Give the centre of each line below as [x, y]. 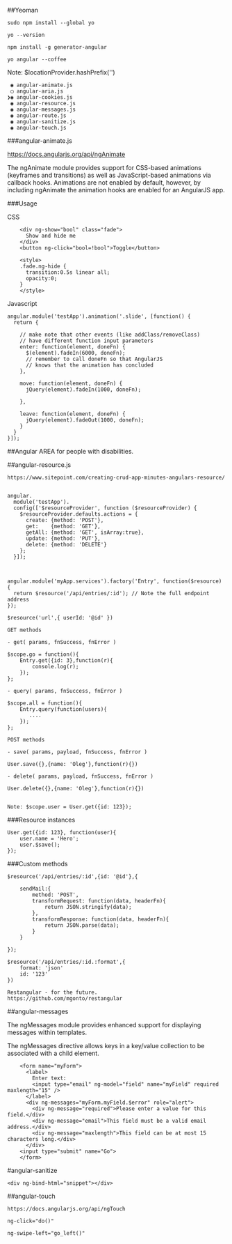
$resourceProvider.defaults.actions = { [79, 514]
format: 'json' [42, 968]
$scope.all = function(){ [44, 703]
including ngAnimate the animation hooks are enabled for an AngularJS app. [116, 190]
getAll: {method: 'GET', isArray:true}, [85, 532]
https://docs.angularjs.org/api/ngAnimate [66, 154]
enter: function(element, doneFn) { [73, 347]
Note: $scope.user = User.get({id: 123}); [69, 807]
